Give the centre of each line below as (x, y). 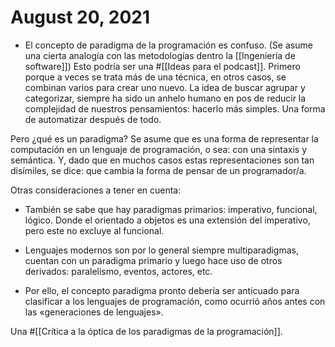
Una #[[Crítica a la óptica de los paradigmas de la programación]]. (146, 331)
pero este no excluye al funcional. (94, 230)
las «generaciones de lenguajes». (94, 312)
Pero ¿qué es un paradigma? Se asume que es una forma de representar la (164, 138)
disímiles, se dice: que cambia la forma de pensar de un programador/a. (158, 170)
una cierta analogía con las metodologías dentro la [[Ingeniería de (160, 55)
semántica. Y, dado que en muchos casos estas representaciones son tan (162, 160)
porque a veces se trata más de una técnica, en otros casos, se (155, 77)
